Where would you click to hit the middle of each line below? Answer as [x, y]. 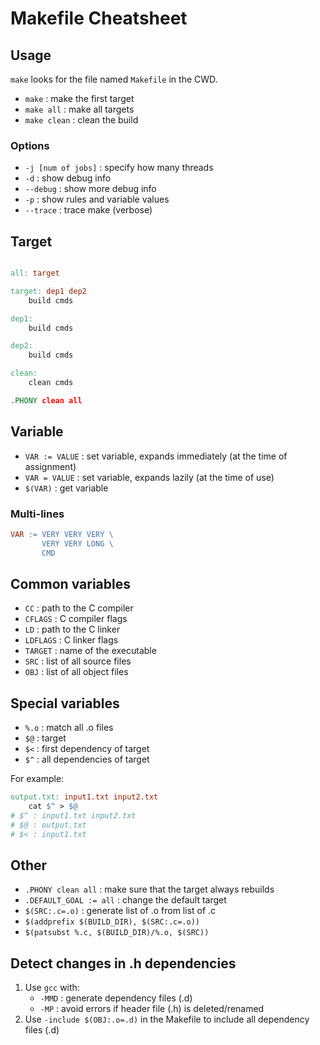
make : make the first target [79, 98]
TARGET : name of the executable [90, 651]
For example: [37, 779]
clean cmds [51, 383]
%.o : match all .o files [69, 728]
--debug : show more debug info [90, 189]
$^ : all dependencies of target [87, 759]
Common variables [70, 583]
